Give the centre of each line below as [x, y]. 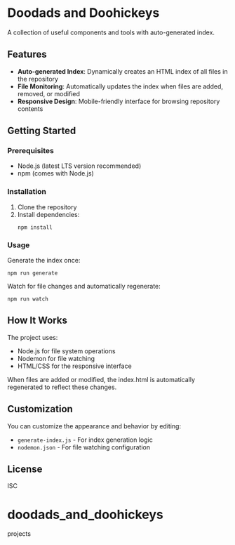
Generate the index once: [44, 261]
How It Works [38, 321]
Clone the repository [47, 207]
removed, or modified [49, 93]
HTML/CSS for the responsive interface [74, 366]
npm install [35, 227]
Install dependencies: [48, 214]
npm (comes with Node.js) [56, 173]
